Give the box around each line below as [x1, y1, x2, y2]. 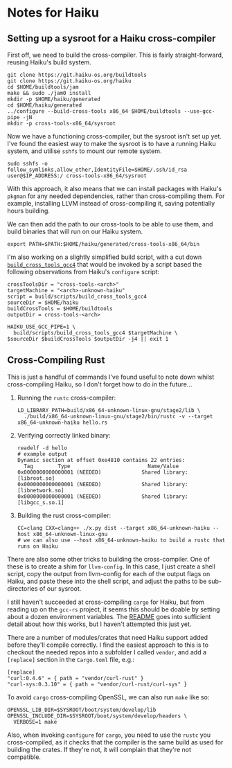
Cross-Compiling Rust [7, 355, 105, 366]
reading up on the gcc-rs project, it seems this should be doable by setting [7, 605, 220, 614]
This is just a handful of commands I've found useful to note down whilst [7, 373, 215, 381]
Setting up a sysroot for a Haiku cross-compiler [7, 33, 216, 44]
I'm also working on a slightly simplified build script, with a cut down [7, 253, 202, 261]
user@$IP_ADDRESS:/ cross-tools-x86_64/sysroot [7, 172, 148, 179]
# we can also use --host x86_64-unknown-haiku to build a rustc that [17, 537, 226, 544]
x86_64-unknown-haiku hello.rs [17, 419, 108, 426]
